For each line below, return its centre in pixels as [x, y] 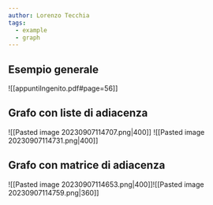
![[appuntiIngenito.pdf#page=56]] [63, 88]
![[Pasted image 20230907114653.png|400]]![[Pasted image [106, 184]
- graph [28, 37]
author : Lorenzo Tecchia [49, 15]
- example [31, 30]
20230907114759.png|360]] [54, 192]
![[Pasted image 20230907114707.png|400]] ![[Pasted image [106, 132]
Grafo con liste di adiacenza [78, 113]
